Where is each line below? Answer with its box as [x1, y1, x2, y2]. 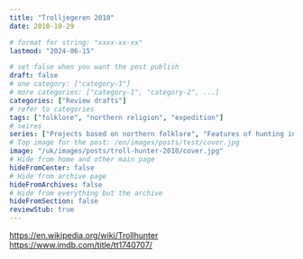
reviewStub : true [9, 205, 75, 215]
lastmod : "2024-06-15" [9, 46, 95, 55]
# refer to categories [9, 105, 95, 114]
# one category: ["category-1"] [9, 79, 131, 88]
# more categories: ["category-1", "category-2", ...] [9, 88, 220, 97]
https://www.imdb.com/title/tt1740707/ [9, 240, 153, 250]
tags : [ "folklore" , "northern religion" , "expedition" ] [9, 113, 224, 122]
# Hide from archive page [9, 171, 106, 180]
